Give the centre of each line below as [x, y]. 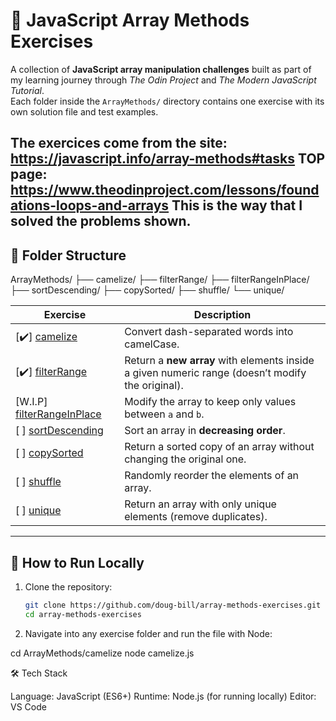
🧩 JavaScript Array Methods [130, 20]
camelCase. [152, 344]
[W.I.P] [31, 402]
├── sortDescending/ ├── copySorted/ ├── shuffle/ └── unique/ [147, 290]
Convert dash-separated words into [209, 332]
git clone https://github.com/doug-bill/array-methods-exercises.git [173, 605]
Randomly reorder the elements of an [212, 476]
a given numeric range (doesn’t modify [215, 373]
